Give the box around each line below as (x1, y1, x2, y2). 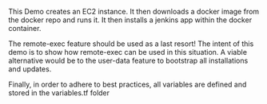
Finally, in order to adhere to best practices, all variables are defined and (8, 79, 247, 89)
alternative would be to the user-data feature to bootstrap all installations (8, 56, 249, 65)
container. (8, 24, 42, 33)
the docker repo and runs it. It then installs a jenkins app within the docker (8, 15, 253, 25)
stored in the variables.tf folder (8, 88, 110, 98)
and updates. (8, 64, 52, 74)
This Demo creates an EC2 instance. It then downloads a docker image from (8, 7, 260, 16)
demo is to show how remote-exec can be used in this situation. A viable (8, 48, 248, 56)
